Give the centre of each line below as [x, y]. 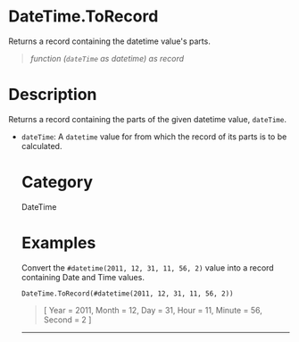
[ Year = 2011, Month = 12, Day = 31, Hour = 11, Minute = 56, [153, 310]
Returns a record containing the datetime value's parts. [109, 41]
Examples [58, 243]
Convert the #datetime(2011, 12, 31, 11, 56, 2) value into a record [147, 267]
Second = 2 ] [67, 320]
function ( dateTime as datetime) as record [107, 58]
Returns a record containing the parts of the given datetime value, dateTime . [148, 119]
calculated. [42, 146]
